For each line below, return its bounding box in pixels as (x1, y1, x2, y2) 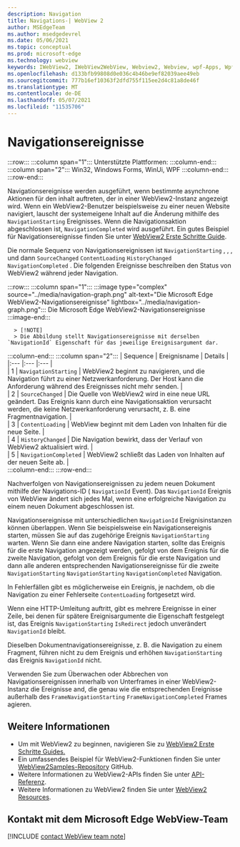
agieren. (7, 700, 32, 709)
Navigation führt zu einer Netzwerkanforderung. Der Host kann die (7, 374, 204, 382)
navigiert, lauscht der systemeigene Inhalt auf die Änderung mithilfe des (7, 209, 220, 218)
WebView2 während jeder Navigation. (7, 268, 119, 277)
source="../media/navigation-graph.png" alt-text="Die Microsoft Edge (7, 290, 214, 298)
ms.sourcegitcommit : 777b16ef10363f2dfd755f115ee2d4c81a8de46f (7, 76, 200, 84)
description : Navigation (7, 10, 81, 18)
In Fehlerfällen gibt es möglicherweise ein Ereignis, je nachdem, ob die (7, 582, 216, 591)
